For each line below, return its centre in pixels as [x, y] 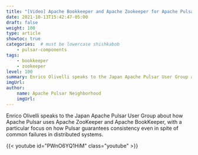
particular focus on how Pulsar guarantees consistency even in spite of [92, 128]
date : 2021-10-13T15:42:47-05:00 [47, 17]
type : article [24, 33]
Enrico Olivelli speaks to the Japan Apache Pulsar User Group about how [95, 116]
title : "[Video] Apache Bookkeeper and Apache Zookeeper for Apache [92, 11]
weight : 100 [21, 28]
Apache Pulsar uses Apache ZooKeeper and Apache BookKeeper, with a [94, 122]
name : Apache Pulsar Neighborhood [59, 93]
